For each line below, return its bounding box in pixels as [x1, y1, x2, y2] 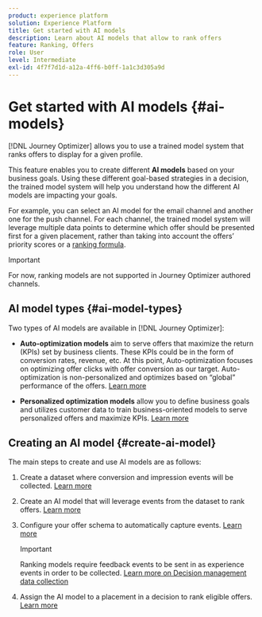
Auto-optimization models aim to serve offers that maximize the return [19, 338, 254, 348]
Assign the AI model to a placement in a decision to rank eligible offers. [19, 592, 252, 602]
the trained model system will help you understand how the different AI [8, 182, 241, 191]
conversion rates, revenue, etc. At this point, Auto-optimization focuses [19, 355, 253, 365]
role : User [8, 49, 44, 57]
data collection [19, 576, 69, 586]
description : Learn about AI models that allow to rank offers [8, 33, 222, 42]
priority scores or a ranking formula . [8, 240, 126, 249]
